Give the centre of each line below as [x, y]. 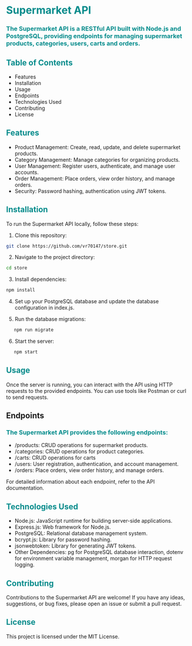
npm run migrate [34, 330]
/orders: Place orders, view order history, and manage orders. [89, 470]
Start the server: [34, 341]
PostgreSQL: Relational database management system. [81, 533]
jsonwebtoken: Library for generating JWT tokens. [75, 546]
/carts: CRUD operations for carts [55, 458]
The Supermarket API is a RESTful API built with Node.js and [94, 29]
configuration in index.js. [44, 308]
